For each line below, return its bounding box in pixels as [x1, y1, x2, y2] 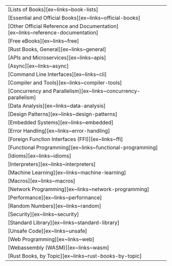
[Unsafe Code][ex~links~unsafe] [8, 227, 88, 234]
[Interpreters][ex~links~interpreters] [8, 161, 96, 167]
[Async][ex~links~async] [8, 63, 69, 69]
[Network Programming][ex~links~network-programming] [8, 186, 149, 193]
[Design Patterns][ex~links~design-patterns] [8, 110, 118, 118]
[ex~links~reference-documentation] [8, 29, 98, 36]
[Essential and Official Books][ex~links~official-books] [8, 14, 141, 21]
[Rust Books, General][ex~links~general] [8, 46, 106, 53]
